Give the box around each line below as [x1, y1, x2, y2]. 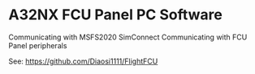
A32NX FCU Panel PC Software [8, 6, 223, 24]
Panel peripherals [8, 40, 67, 50]
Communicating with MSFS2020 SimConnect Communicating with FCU [8, 32, 248, 42]
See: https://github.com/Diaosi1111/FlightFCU [8, 56, 158, 66]
